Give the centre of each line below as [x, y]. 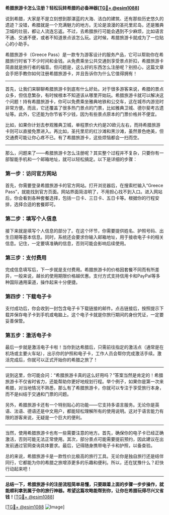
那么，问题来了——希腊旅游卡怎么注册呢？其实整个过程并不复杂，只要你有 [82, 153]
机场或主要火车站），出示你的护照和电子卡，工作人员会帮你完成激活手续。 [81, 354]
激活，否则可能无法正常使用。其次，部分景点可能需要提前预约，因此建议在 [82, 439]
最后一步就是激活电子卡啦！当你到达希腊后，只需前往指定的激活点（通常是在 [84, 347]
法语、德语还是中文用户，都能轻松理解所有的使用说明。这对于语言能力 [87, 411]
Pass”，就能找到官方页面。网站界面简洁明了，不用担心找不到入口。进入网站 [84, 192]
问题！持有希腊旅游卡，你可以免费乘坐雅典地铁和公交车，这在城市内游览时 [87, 101]
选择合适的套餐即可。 [36, 204]
